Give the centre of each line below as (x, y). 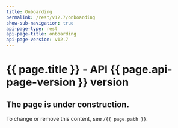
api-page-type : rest (32, 29)
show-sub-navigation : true (40, 23)
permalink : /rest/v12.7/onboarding (51, 17)
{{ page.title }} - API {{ (63, 69)
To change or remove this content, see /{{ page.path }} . (77, 119)
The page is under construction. (68, 104)
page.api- (147, 69)
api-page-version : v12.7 (37, 40)
